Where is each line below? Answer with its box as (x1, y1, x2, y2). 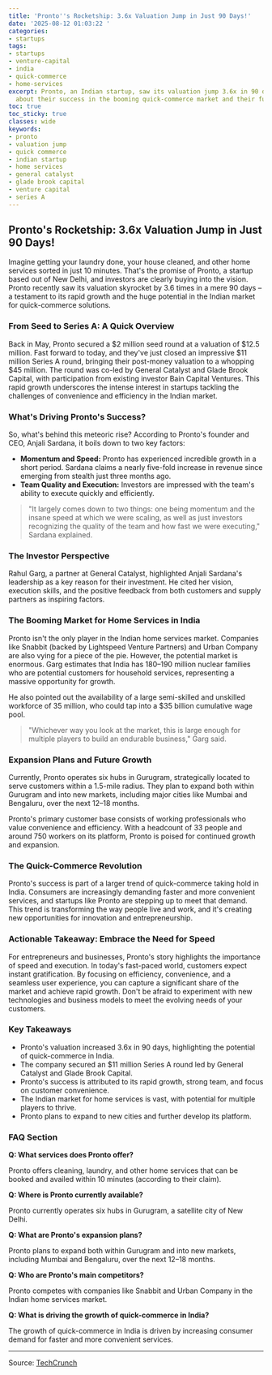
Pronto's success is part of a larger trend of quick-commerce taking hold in (8, 878, 259, 889)
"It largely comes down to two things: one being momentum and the (28, 504, 255, 514)
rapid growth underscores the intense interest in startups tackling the (8, 382, 240, 392)
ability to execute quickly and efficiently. (19, 489, 155, 498)
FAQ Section (8, 1131, 58, 1143)
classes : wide (8, 118, 57, 126)
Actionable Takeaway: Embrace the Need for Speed (8, 933, 215, 945)
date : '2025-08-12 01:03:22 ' (8, 19, 111, 28)
